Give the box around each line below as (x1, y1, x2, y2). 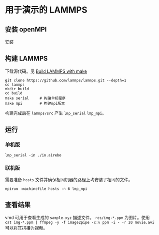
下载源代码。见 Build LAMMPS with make (5, 68, 87, 74)
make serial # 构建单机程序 (5, 95, 66, 101)
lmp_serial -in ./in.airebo (5, 153, 62, 157)
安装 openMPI (5, 25, 47, 33)
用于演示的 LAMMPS (5, 4, 88, 16)
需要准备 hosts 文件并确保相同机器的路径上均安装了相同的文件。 (5, 176, 133, 182)
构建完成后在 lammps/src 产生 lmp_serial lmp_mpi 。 (5, 110, 107, 116)
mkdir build (5, 86, 29, 91)
